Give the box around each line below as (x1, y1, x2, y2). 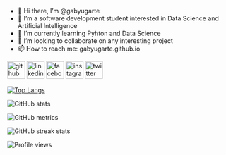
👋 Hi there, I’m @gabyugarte (17, 7, 100, 15)
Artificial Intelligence (17, 22, 78, 30)
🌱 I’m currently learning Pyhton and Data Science (17, 29, 161, 37)
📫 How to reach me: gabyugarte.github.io (17, 44, 141, 53)
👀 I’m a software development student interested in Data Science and (17, 14, 219, 23)
